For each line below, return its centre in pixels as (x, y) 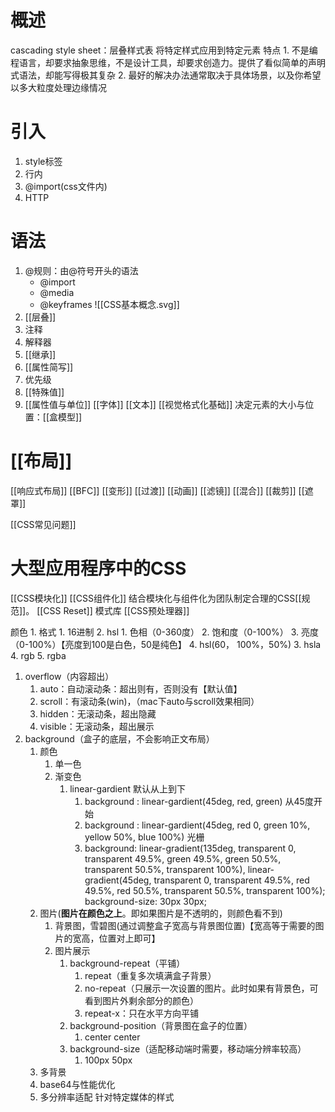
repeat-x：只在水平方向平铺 (141, 1013)
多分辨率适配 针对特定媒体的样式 (107, 1097)
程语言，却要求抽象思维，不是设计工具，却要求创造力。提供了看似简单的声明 (168, 62)
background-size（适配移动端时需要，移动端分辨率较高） (188, 1048)
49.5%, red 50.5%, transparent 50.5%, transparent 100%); (205, 890)
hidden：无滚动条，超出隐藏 (98, 713)
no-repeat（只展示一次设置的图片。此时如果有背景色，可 (201, 988)
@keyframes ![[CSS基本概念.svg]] (109, 304)
